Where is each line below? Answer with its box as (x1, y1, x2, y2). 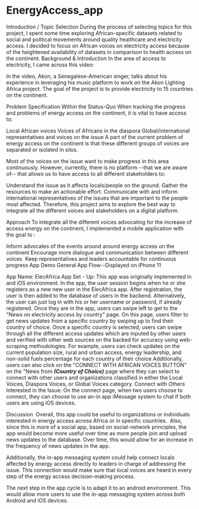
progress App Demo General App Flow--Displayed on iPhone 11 (6, 261, 162, 268)
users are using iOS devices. (6, 399, 76, 406)
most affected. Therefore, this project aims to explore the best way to (6, 200, 176, 208)
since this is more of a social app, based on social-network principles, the (6, 423, 187, 431)
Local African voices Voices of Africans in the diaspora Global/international (6, 127, 190, 134)
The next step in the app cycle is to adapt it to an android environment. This (6, 484, 191, 491)
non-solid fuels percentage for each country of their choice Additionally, (6, 355, 183, 362)
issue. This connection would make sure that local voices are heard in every (6, 466, 192, 473)
